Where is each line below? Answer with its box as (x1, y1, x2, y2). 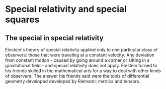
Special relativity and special (5, 3, 127, 15)
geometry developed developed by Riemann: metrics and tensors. (5, 78, 141, 84)
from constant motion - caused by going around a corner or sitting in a (5, 57, 150, 63)
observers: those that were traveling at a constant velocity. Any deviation (5, 52, 155, 58)
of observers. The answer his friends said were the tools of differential (5, 73, 150, 79)
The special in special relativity (5, 34, 104, 42)
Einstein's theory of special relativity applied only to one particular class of (5, 47, 158, 52)
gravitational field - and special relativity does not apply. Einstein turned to (5, 63, 158, 68)
